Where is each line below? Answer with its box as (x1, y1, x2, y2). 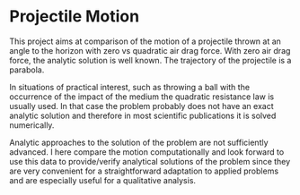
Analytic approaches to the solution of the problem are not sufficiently (9, 137, 269, 148)
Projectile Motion (9, 6, 140, 27)
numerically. (9, 119, 55, 131)
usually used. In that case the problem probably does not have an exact (9, 100, 274, 111)
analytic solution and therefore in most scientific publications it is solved (9, 110, 277, 121)
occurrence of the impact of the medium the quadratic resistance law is (9, 91, 275, 102)
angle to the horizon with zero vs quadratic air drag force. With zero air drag (9, 45, 291, 55)
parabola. (9, 64, 45, 75)
